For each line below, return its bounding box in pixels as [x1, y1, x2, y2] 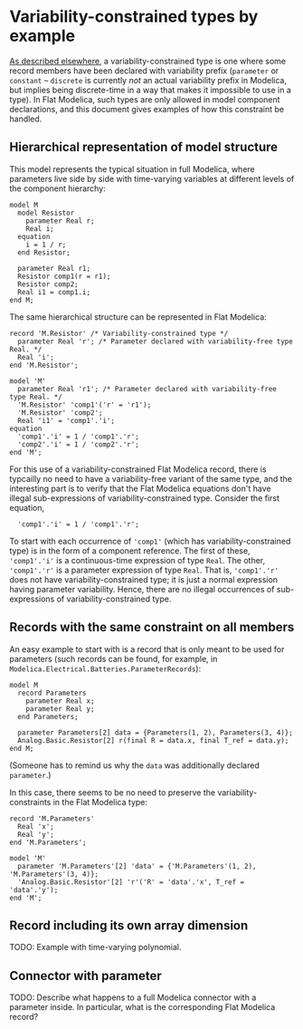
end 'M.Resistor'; [9, 361, 79, 370]
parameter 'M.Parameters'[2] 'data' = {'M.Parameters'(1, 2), [17, 861, 257, 870]
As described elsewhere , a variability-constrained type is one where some [9, 55, 287, 66]
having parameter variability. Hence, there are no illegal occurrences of [9, 583, 275, 594]
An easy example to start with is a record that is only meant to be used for [9, 643, 285, 654]
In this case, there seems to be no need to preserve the [9, 786, 215, 798]
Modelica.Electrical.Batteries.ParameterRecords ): [9, 663, 202, 674]
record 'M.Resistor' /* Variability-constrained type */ [9, 329, 229, 338]
